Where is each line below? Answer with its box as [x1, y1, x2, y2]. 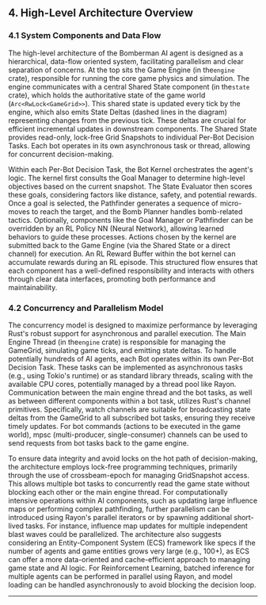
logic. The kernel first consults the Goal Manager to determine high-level [8, 173, 245, 182]
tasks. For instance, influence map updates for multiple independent [25, 521, 248, 530]
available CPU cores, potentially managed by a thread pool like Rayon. [8, 379, 237, 389]
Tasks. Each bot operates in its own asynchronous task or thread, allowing [8, 140, 251, 150]
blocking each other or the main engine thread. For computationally [8, 487, 228, 496]
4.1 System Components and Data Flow [8, 30, 161, 41]
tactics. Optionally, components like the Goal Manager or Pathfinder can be [8, 215, 253, 224]
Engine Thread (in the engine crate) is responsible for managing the [8, 337, 226, 347]
